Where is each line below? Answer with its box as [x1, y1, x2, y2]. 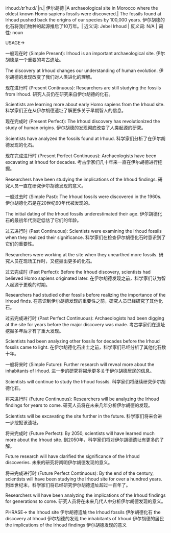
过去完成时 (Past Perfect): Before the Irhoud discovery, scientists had [5, 269, 151, 275]
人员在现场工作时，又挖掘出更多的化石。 [9, 258, 95, 264]
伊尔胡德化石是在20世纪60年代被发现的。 [5, 200, 93, 206]
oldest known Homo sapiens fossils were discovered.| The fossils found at [5, 11, 162, 17]
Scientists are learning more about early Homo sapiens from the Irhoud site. [5, 102, 165, 107]
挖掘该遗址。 [14, 420, 41, 425]
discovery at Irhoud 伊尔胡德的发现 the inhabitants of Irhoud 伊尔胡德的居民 [5, 516, 164, 521]
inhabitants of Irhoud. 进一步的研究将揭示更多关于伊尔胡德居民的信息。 [5, 368, 155, 374]
